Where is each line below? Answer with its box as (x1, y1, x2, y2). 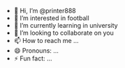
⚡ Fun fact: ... (13, 54, 52, 62)
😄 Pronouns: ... (13, 46, 59, 55)
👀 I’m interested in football (13, 14, 89, 22)
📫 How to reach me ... (13, 37, 79, 44)
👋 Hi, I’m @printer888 (13, 7, 77, 15)
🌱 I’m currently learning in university (13, 22, 118, 29)
